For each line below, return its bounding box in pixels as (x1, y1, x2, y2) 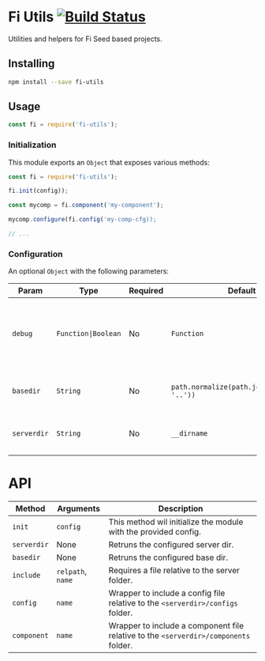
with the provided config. (108, 527, 201, 538)
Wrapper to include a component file (108, 621, 244, 632)
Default (227, 285, 256, 297)
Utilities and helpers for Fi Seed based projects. (8, 34, 163, 43)
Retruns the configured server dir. (108, 539, 234, 550)
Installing (8, 57, 55, 70)
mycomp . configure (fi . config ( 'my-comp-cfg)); (8, 216, 157, 224)
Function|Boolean (56, 329, 121, 338)
